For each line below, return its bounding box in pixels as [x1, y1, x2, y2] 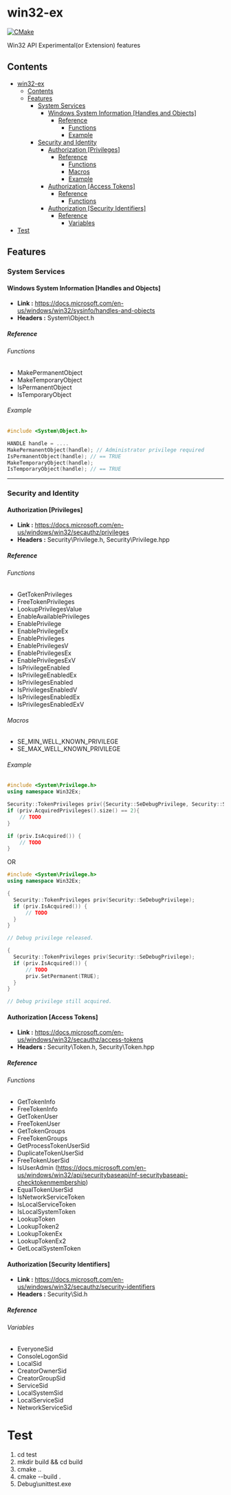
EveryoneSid [16, 1345, 54, 1353]
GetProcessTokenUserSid [16, 1141, 90, 1150]
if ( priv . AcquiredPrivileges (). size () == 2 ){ [7, 808, 140, 814]
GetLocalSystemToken [16, 1244, 81, 1252]
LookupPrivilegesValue [16, 605, 82, 613]
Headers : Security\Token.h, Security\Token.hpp [16, 1043, 155, 1051]
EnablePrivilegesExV [16, 656, 76, 664]
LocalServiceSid [16, 1396, 64, 1404]
